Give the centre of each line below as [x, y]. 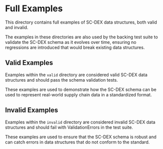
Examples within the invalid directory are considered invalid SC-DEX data [80, 122]
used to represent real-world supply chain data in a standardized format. [79, 94]
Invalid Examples [32, 110]
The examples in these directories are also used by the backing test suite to [81, 37]
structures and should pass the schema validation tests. [62, 80]
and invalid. [17, 27]
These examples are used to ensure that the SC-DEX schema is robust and [81, 137]
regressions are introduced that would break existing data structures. [75, 47]
